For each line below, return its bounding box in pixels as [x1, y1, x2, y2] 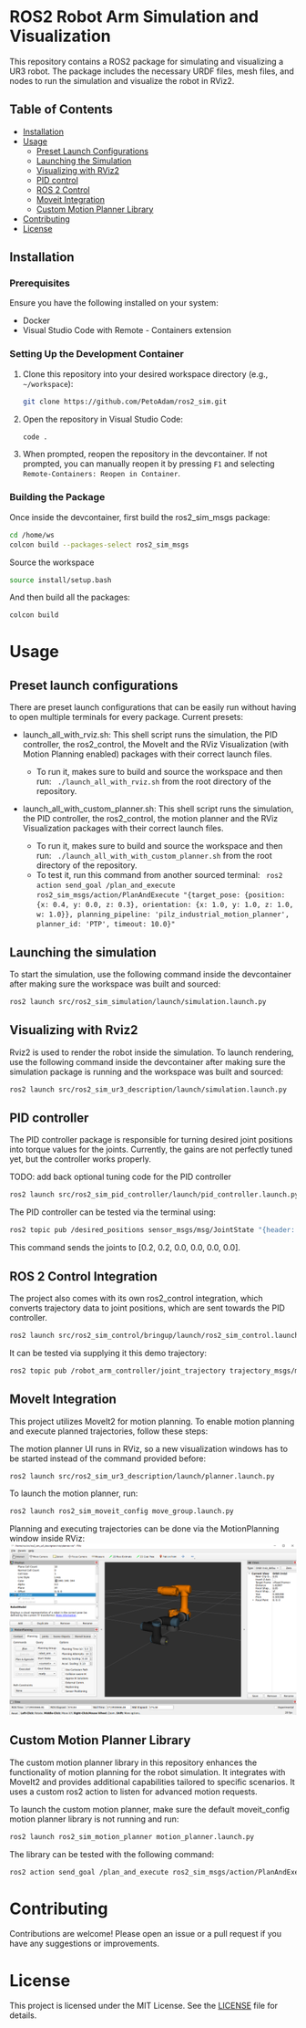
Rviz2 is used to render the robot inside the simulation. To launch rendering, [9, 1047, 294, 1058]
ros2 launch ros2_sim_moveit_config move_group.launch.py [9, 1507, 234, 1516]
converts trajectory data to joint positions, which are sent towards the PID [9, 1302, 285, 1313]
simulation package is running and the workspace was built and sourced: [9, 1066, 284, 1077]
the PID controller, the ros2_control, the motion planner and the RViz [22, 813, 279, 824]
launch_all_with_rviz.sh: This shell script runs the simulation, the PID [22, 729, 278, 740]
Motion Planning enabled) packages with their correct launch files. [22, 748, 272, 759]
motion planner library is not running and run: [9, 1814, 179, 1824]
